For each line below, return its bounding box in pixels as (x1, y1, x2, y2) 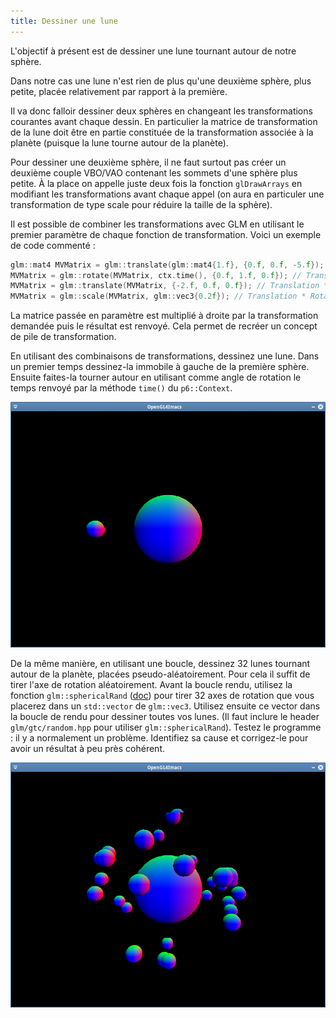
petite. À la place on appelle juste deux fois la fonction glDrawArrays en (10, 177, 303, 189)
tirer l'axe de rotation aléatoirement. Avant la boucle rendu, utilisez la (10, 678, 293, 690)
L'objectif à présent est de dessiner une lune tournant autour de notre (10, 45, 297, 57)
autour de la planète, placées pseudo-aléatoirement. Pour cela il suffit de (10, 668, 311, 680)
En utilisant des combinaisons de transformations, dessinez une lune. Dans (10, 350, 320, 362)
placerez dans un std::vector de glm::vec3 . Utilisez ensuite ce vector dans (10, 700, 321, 712)
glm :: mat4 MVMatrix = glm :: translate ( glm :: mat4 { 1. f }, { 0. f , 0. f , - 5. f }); (10, 260, 325, 270)
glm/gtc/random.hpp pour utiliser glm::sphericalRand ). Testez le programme (10, 721, 322, 733)
